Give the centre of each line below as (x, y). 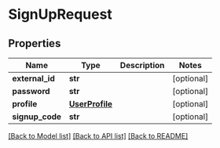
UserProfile (90, 104)
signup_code (37, 117)
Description (142, 65)
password (31, 91)
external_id (33, 78)
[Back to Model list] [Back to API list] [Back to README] (98, 136)
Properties (35, 43)
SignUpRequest (60, 14)
